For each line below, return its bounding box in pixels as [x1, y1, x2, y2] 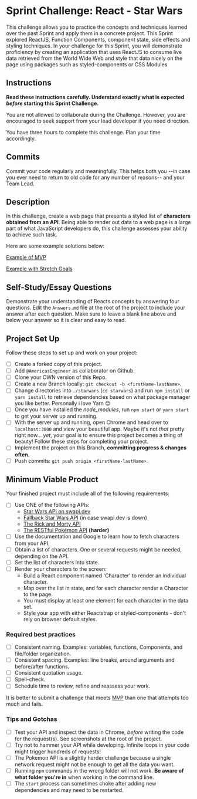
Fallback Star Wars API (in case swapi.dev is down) [23, 514, 148, 522]
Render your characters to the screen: [14, 565, 107, 573]
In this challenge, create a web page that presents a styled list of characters [6, 212, 191, 219]
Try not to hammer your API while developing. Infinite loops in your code [14, 741, 189, 749]
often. [14, 451, 30, 458]
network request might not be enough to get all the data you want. [14, 761, 175, 768]
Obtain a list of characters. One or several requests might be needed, [14, 546, 182, 553]
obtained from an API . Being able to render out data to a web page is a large [6, 219, 191, 226]
